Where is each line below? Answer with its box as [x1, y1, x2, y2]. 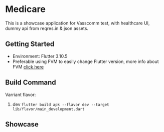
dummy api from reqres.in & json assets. [5, 25, 89, 31]
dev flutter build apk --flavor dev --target [12, 101, 109, 107]
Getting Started [5, 40, 55, 48]
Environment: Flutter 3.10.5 [12, 53, 68, 59]
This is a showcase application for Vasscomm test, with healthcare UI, [5, 20, 150, 26]
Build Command [5, 78, 56, 87]
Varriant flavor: [5, 91, 36, 97]
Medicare [5, 3, 46, 15]
